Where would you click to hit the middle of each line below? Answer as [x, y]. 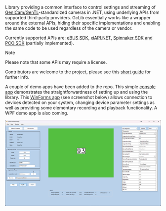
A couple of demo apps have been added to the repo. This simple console [80, 87]
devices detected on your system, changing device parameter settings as [80, 103]
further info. [17, 77]
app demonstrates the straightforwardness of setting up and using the [77, 92]
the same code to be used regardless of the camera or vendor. [69, 28]
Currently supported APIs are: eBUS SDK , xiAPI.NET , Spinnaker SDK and [79, 38]
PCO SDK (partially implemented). [40, 43]
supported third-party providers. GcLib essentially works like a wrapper [78, 18]
